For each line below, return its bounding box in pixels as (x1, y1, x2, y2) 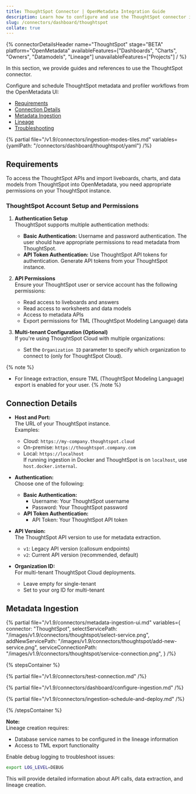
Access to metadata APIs (23, 311, 84, 318)
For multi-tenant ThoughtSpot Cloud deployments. (14, 569, 136, 576)
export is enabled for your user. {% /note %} (14, 381, 121, 389)
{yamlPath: (6, 142, 32, 149)
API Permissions (14, 275, 55, 282)
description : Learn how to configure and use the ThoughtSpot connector (6, 14, 187, 20)
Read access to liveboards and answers (23, 299, 120, 306)
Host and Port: (14, 414, 51, 421)
